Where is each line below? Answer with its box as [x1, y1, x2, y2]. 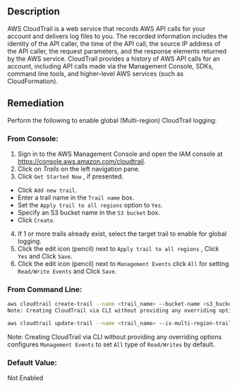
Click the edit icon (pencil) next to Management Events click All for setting [17, 259, 229, 267]
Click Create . [17, 215, 55, 224]
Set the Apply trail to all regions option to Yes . [17, 200, 164, 209]
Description [7, 6, 60, 18]
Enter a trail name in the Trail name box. [17, 193, 135, 202]
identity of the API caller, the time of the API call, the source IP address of [7, 39, 221, 48]
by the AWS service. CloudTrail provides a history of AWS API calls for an [7, 54, 221, 63]
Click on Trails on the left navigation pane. [17, 164, 140, 173]
